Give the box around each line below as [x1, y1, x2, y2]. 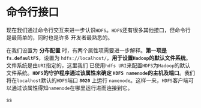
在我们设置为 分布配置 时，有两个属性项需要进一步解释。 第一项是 [6, 46, 167, 54]
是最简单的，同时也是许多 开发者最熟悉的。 [6, 34, 113, 41]
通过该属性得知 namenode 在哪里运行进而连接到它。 [11, 84, 133, 91]
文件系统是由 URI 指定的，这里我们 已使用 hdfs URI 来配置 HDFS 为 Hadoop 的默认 [6, 61, 191, 69]
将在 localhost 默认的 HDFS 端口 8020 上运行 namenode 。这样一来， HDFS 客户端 [6, 76, 189, 84]
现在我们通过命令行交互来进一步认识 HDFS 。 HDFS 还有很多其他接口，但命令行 [6, 26, 191, 34]
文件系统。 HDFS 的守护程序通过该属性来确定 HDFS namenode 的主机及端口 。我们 [6, 69, 196, 76]
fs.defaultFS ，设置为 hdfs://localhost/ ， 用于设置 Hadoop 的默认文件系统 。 [6, 54, 191, 61]
